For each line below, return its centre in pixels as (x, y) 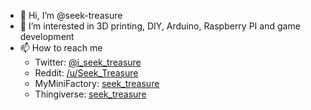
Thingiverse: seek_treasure (90, 94)
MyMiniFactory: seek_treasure (97, 83)
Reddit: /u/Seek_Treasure (86, 73)
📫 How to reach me (61, 48)
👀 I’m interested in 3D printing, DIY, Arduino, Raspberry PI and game (160, 26)
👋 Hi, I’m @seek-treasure (71, 15)
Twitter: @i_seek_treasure (88, 62)
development (47, 36)
